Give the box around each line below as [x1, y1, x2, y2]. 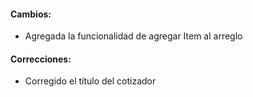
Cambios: [10, 8, 52, 20]
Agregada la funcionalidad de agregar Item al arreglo [24, 30, 243, 42]
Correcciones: [10, 53, 72, 65]
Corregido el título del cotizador [24, 75, 157, 87]
